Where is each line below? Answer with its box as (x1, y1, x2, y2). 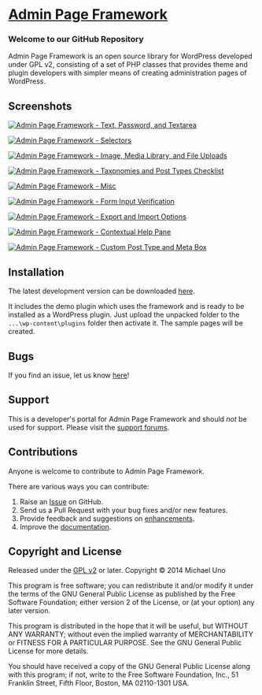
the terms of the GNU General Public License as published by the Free (8, 589, 236, 599)
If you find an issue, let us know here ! (8, 370, 130, 380)
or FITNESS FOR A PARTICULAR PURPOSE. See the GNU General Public (8, 638, 242, 648)
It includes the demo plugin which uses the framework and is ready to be (8, 302, 245, 311)
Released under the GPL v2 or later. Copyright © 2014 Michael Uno (8, 566, 226, 575)
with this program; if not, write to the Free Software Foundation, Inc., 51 (8, 670, 238, 679)
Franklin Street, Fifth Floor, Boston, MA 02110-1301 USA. (8, 678, 190, 688)
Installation (8, 266, 65, 279)
